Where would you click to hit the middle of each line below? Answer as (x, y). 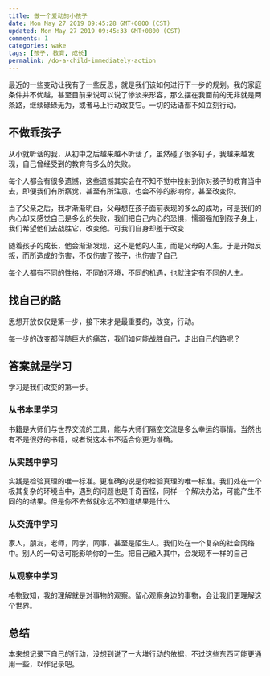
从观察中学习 (33, 576)
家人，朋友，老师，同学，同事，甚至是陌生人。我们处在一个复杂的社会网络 (131, 543)
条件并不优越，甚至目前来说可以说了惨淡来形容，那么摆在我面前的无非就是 (131, 94)
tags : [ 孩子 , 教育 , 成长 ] (48, 53)
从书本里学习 (33, 410)
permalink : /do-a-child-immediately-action (82, 61)
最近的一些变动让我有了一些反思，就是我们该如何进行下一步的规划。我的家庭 (135, 85)
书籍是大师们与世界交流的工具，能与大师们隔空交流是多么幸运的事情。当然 (131, 429)
